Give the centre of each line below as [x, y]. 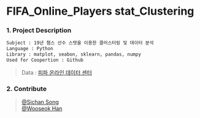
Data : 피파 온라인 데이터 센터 [56, 72]
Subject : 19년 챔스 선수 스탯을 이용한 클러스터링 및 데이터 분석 [80, 43]
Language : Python [30, 49]
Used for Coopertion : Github [45, 60]
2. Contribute [27, 89]
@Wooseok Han [42, 109]
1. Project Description [39, 31]
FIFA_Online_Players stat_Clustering [100, 11]
